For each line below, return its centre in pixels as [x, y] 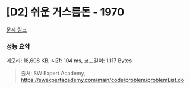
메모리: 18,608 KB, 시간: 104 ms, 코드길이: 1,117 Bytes [69, 61]
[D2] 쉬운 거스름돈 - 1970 [65, 12]
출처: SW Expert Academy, [53, 73]
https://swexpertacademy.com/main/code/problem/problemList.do [102, 80]
